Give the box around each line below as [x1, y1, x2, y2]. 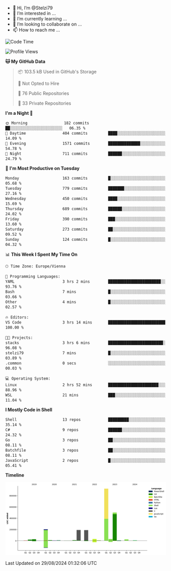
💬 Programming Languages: [5, 274, 60, 279]
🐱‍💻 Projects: [5, 335, 33, 340]
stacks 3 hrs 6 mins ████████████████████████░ [5, 340, 166, 345]
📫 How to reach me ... [12, 27, 60, 33]
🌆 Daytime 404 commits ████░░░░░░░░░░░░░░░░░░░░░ [5, 131, 166, 136]
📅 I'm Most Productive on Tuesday [5, 165, 80, 171]
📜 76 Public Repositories [17, 90, 69, 96]
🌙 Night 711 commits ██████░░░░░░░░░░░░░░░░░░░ [5, 151, 166, 156]
